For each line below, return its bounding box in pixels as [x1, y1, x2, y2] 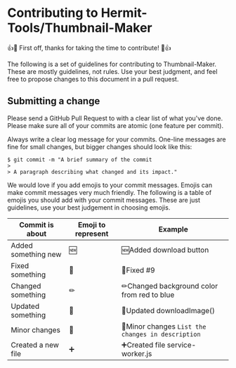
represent [74, 229, 109, 239]
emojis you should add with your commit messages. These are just [7, 196, 201, 204]
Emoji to [77, 220, 106, 229]
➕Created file [122, 340, 166, 350]
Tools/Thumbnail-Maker [7, 20, 152, 36]
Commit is [18, 220, 54, 229]
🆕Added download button [122, 245, 209, 255]
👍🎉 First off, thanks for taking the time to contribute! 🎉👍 [7, 44, 171, 52]
